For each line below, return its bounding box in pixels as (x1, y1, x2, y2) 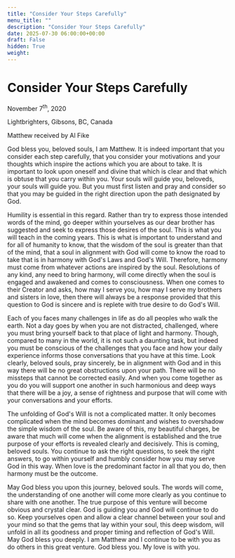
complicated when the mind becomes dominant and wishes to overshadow (7, 417, 224, 426)
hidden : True (7, 43, 46, 50)
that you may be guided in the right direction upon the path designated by (7, 190, 221, 198)
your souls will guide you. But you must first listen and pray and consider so (7, 182, 227, 190)
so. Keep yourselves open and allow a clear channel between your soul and (7, 513, 226, 521)
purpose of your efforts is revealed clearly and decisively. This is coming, (7, 440, 220, 448)
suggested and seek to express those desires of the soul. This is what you (7, 226, 222, 234)
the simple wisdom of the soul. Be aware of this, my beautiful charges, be (7, 424, 220, 433)
